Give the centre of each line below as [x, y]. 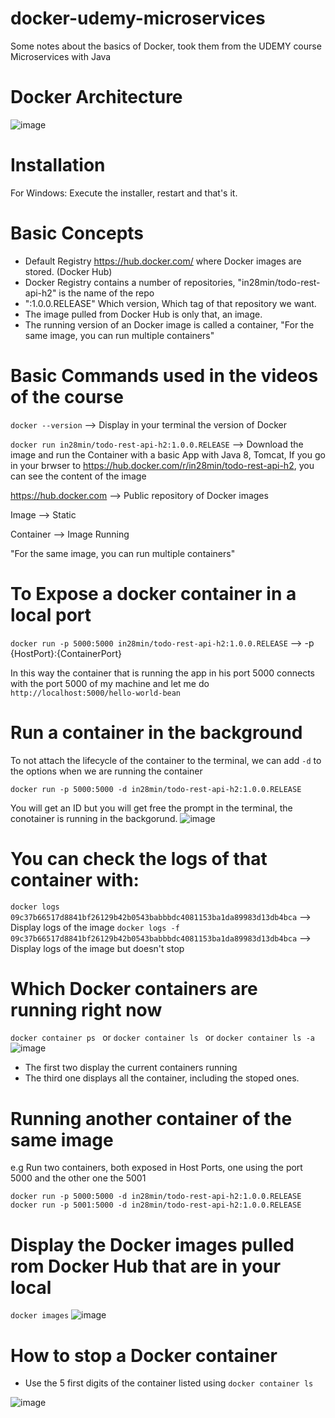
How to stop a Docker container [144, 1355]
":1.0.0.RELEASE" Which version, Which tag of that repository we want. [170, 303]
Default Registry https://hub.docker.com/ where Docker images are [163, 261]
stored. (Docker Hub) [68, 271]
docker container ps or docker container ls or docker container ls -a [162, 1038]
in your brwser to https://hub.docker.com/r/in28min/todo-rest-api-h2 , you [162, 465]
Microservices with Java [61, 56]
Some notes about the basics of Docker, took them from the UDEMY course [166, 46]
